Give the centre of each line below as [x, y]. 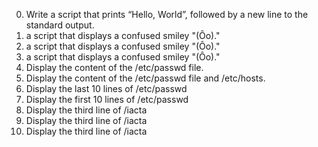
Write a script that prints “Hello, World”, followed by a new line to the [167, 14]
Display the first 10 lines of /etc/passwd [107, 99]
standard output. [60, 25]
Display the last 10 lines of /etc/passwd [106, 88]
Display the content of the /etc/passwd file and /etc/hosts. [145, 78]
